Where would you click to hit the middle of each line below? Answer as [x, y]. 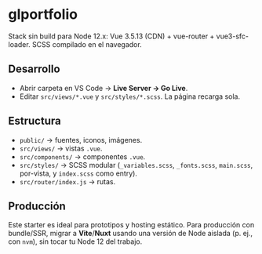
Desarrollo [34, 69]
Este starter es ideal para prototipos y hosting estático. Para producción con [131, 225]
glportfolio [43, 15]
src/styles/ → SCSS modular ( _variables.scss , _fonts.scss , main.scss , [136, 165]
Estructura [35, 121]
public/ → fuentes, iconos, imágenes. [81, 140]
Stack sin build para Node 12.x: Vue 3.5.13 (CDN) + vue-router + [111, 36]
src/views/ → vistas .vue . [61, 148]
